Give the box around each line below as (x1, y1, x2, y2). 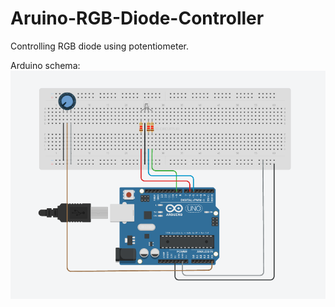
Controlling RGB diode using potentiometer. (10, 40, 189, 52)
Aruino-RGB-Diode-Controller (10, 7, 265, 30)
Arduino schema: (10, 59, 81, 71)
